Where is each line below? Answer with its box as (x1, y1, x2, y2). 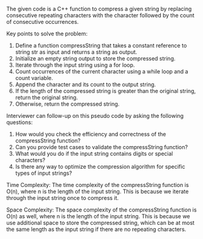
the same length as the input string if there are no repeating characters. (6, 226, 186, 233)
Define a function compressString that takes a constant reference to (15, 42, 187, 49)
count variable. (15, 75, 53, 81)
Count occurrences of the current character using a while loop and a (15, 68, 188, 75)
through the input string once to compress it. (6, 194, 119, 201)
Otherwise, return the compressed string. (15, 100, 120, 108)
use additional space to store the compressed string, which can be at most (6, 219, 194, 226)
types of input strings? (15, 169, 72, 177)
